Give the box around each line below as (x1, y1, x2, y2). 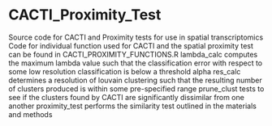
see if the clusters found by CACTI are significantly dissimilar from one (8, 92, 245, 102)
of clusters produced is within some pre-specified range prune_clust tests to (8, 83, 265, 94)
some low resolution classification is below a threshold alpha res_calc (8, 66, 241, 76)
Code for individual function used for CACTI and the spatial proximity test (8, 40, 254, 50)
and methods (8, 109, 53, 119)
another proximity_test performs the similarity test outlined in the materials (8, 101, 257, 111)
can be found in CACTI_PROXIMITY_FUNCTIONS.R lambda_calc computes (8, 49, 258, 59)
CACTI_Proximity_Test (8, 6, 162, 24)
